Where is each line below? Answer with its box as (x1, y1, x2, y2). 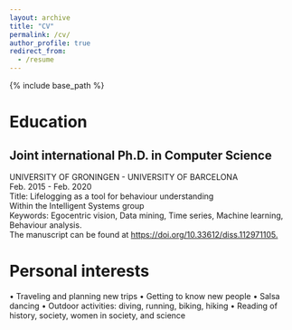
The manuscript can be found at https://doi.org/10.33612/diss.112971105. (9, 230, 278, 240)
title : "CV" (9, 22, 54, 31)
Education (9, 112, 88, 132)
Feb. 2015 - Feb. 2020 (9, 182, 92, 192)
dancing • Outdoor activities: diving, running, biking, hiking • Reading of (9, 300, 278, 311)
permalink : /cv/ (9, 30, 71, 39)
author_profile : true (9, 38, 91, 48)
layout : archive (9, 13, 71, 23)
